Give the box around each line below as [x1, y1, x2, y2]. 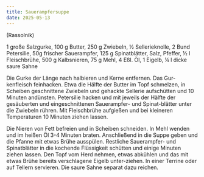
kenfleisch [6, 80, 32, 88]
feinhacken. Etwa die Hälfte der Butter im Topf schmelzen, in [33, 80, 186, 88]
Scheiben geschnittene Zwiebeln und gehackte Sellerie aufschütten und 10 [6, 87, 194, 94]
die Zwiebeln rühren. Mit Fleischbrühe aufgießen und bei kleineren [6, 106, 174, 114]
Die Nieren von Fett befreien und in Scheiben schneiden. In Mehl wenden [6, 125, 190, 132]
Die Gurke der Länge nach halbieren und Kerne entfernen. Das [6, 74, 163, 82]
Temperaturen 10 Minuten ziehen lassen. [6, 113, 108, 120]
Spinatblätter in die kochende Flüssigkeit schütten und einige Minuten [6, 144, 181, 151]
